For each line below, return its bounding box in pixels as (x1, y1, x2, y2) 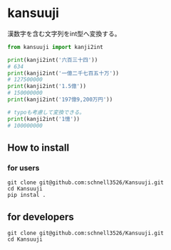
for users (7, 163, 40, 173)
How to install (7, 141, 70, 153)
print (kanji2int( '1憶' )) (7, 115, 81, 122)
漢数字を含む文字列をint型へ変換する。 (7, 29, 121, 38)
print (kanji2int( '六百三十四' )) (7, 56, 98, 63)
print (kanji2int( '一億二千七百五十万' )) (7, 70, 120, 77)
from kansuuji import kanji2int (7, 43, 103, 50)
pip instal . (7, 192, 46, 199)
